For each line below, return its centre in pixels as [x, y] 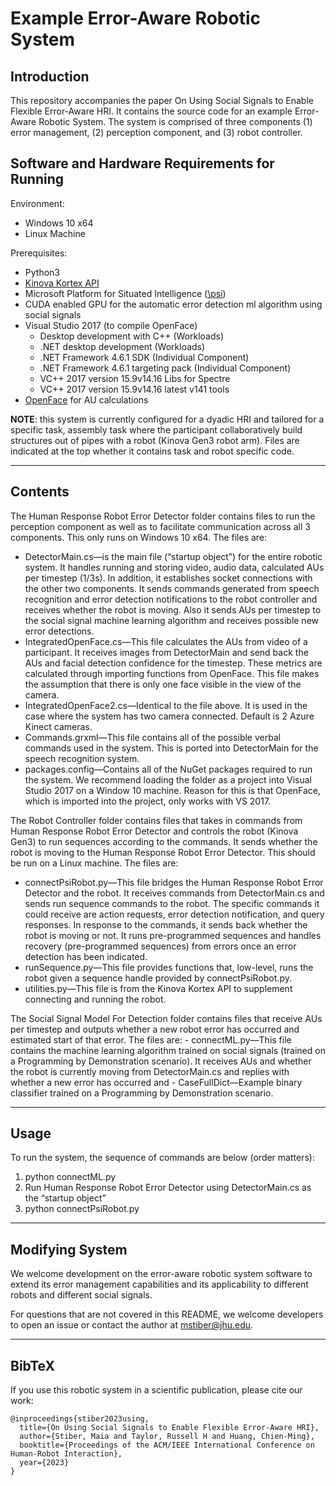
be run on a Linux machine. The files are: [94, 863]
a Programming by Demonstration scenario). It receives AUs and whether [161, 1061]
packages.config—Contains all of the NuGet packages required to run [168, 769]
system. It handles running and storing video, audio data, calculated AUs [174, 567]
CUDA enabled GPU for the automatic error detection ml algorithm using [173, 304]
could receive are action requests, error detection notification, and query [174, 914]
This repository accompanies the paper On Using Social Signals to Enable [162, 100]
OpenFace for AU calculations [86, 399]
